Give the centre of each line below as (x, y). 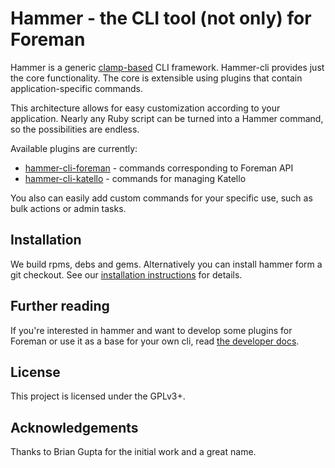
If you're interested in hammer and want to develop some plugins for (151, 330)
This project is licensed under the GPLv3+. (98, 396)
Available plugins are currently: (74, 148)
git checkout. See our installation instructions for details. (126, 274)
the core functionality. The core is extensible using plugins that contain (156, 78)
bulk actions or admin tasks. (68, 208)
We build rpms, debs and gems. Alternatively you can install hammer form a (166, 264)
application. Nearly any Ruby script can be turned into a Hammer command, (167, 118)
